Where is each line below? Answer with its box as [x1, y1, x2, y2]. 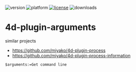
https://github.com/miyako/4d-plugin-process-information [12, 52, 131, 58]
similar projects [5, 38, 36, 44]
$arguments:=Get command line [5, 62, 67, 67]
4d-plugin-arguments [5, 22, 96, 33]
